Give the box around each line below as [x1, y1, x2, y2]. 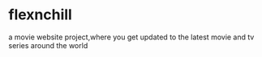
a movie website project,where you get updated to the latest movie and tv [8, 32, 255, 42]
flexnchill [8, 6, 73, 24]
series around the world [8, 40, 88, 50]
